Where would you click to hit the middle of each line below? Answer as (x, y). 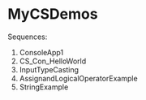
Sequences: (28, 37)
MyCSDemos (53, 14)
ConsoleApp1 (41, 52)
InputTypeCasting (49, 69)
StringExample (44, 87)
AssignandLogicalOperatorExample (79, 78)
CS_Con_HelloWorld (53, 61)
